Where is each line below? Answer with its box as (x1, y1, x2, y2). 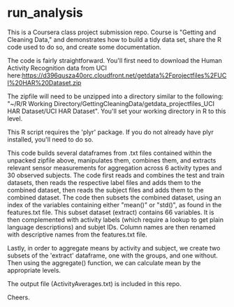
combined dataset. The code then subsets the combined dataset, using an (7, 193, 221, 202)
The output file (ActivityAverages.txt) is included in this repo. (7, 279, 182, 287)
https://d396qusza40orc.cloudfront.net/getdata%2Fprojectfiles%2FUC (22, 71, 227, 80)
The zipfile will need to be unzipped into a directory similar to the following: (7, 92, 224, 100)
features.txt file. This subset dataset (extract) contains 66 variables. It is (7, 208, 214, 216)
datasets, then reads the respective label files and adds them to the (7, 178, 201, 186)
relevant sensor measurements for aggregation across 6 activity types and (7, 163, 222, 172)
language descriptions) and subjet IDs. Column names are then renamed (7, 223, 216, 231)
